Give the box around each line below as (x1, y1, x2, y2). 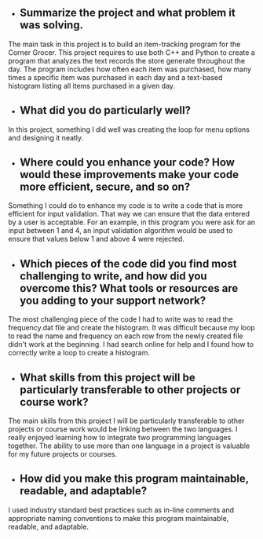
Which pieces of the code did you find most (19, 257, 237, 270)
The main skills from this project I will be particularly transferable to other (8, 416, 245, 426)
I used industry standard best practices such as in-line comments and (8, 505, 234, 515)
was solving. (19, 19, 84, 32)
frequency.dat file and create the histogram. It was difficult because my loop (8, 323, 255, 333)
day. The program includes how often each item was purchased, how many (8, 64, 252, 74)
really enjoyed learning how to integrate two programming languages (8, 433, 232, 442)
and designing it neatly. (8, 133, 84, 142)
